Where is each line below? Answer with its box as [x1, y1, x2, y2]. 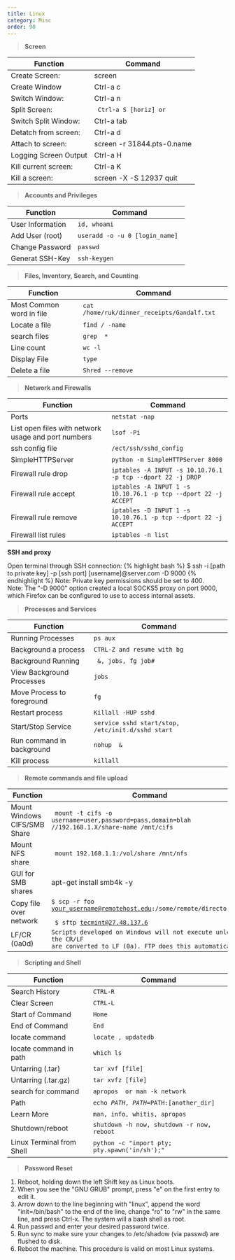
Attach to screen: [10, 139, 67, 149]
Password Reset [24, 1164, 73, 1172]
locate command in [10, 1044, 74, 1053]
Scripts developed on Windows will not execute [51, 928, 213, 937]
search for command [10, 1086, 79, 1096]
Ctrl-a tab [94, 116, 127, 126]
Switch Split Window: [10, 116, 80, 126]
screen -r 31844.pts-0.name [94, 139, 192, 149]
